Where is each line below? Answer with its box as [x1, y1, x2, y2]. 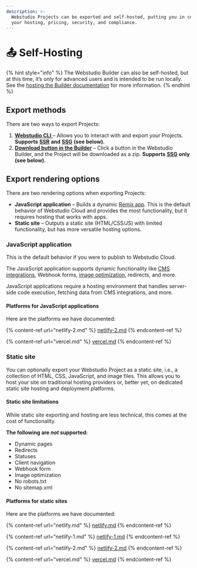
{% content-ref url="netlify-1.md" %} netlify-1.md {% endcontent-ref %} [6, 533, 181, 540]
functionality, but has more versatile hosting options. [14, 225, 142, 232]
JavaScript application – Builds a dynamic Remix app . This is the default [14, 201, 191, 208]
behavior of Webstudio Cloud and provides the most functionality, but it [14, 207, 188, 214]
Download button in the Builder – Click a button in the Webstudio [14, 144, 173, 151]
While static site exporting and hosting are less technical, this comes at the [6, 411, 187, 418]
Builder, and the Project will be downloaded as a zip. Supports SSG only [14, 151, 190, 158]
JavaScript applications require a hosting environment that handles [6, 283, 168, 290]
